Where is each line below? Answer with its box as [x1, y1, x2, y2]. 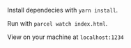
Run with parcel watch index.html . [7, 19, 108, 27]
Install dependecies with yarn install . [7, 6, 118, 14]
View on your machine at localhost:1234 [7, 33, 124, 41]
